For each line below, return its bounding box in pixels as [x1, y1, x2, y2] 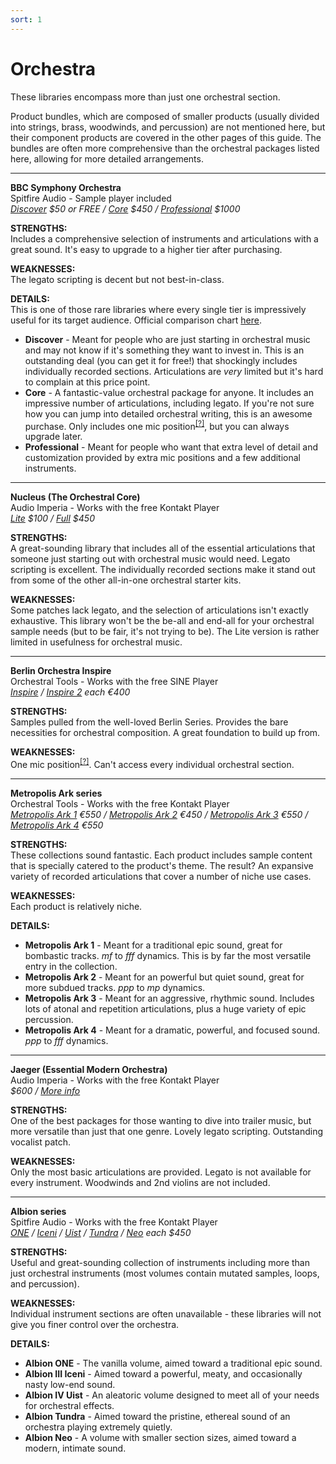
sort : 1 [10, 14, 43, 25]
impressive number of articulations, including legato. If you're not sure [24, 397, 315, 409]
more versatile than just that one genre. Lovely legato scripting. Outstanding [10, 1125, 324, 1137]
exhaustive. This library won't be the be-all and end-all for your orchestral [10, 615, 315, 627]
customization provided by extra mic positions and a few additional [24, 452, 301, 464]
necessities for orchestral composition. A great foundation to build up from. [10, 727, 321, 739]
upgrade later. [24, 431, 83, 443]
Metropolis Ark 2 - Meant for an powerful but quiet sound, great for [24, 971, 305, 983]
